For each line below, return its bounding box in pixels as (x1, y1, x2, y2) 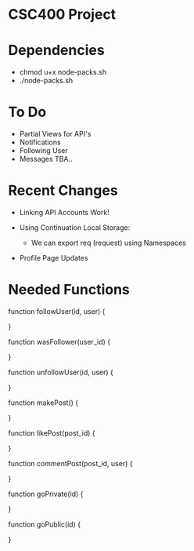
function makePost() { (8, 398, 79, 407)
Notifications (19, 137, 61, 147)
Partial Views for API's (19, 130, 92, 139)
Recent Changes (8, 182, 119, 199)
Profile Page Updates (19, 254, 88, 262)
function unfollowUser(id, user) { (8, 367, 113, 377)
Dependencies (8, 42, 105, 60)
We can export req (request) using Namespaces (31, 238, 186, 247)
